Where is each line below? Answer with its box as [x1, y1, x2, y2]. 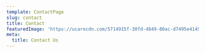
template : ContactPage [6, 9, 64, 15]
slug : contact [6, 15, 43, 21]
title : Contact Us [12, 37, 59, 43]
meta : [6, 32, 20, 38]
